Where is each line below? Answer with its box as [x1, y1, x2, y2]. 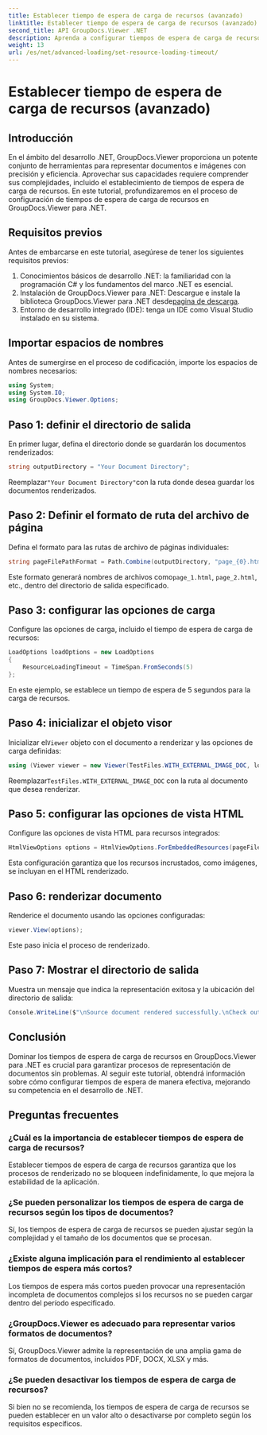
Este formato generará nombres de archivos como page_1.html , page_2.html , [8, 572, 257, 581]
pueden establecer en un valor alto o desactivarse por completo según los [8, 1410, 252, 1420]
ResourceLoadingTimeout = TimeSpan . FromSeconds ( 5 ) [22, 663, 194, 672]
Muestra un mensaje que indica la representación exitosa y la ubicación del [8, 984, 255, 994]
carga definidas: [8, 746, 62, 755]
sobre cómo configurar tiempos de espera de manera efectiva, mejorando [8, 1076, 251, 1086]
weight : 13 [8, 41, 44, 49]
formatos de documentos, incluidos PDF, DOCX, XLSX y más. [8, 1355, 209, 1364]
